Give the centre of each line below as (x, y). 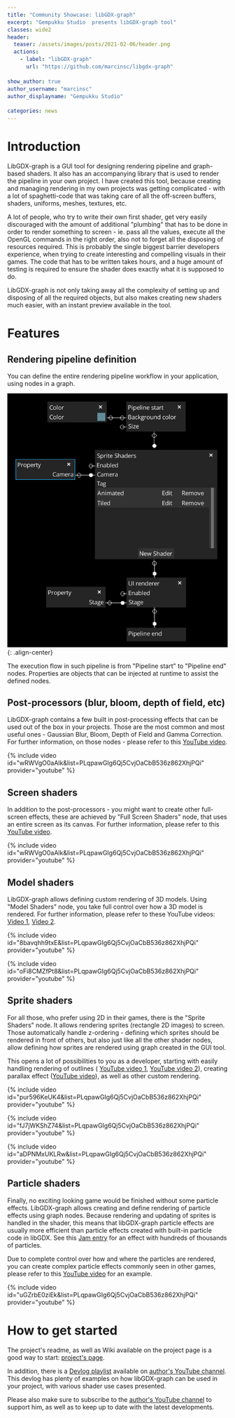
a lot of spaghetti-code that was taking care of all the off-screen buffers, (112, 196)
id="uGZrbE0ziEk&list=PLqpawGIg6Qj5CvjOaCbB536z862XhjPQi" (103, 1295)
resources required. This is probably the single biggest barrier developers (114, 246)
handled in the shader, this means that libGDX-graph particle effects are (111, 1223)
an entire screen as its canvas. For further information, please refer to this (113, 824)
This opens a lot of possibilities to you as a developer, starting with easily (113, 1061)
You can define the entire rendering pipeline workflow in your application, (113, 376)
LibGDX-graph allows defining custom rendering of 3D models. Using (107, 899)
